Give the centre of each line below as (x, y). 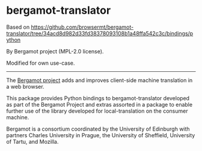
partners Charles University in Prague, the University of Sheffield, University (101, 135)
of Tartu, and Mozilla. (32, 141)
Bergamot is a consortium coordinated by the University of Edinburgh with (98, 129)
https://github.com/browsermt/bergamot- (82, 27)
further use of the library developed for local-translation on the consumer (97, 111)
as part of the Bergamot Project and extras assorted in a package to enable (99, 104)
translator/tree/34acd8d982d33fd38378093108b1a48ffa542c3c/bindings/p (100, 33)
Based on (18, 27)
